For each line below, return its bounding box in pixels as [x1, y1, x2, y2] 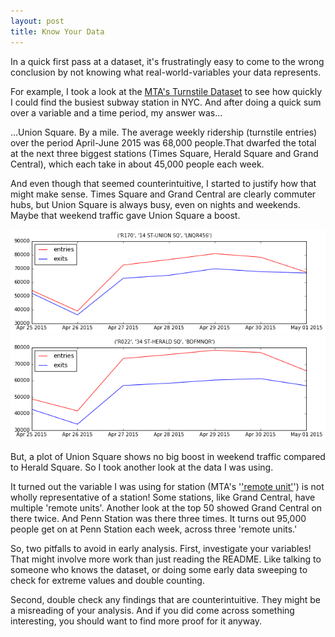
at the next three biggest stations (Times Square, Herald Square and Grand [10, 147, 319, 159]
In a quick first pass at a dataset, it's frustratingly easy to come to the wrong [10, 55, 325, 67]
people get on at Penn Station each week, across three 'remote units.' [10, 523, 298, 535]
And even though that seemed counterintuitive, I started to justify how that [10, 177, 317, 189]
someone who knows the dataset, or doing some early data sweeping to [10, 563, 308, 575]
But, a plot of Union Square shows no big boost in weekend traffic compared [10, 450, 326, 462]
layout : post [10, 16, 65, 26]
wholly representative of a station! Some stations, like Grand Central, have [10, 491, 316, 503]
